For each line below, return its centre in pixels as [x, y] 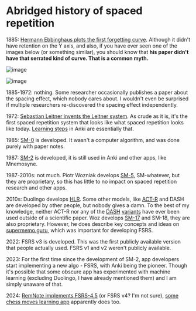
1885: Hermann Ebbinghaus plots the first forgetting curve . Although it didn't [98, 39]
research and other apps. [37, 187]
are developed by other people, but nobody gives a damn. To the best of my [98, 205]
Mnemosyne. [22, 164]
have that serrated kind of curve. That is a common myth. [77, 58]
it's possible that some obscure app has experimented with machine [88, 272]
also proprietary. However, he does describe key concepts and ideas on [93, 224]
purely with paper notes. [36, 146]
